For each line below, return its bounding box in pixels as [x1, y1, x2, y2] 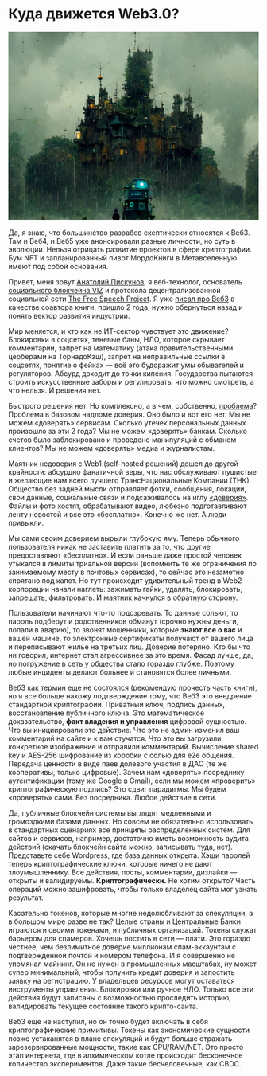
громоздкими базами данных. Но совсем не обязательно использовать [8, 816, 253, 826]
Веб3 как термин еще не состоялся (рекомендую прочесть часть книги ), [8, 683, 257, 692]
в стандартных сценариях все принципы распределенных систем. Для [8, 825, 250, 835]
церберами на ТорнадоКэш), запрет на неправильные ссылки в [8, 351, 226, 361]
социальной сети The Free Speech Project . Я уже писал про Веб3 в [8, 294, 235, 303]
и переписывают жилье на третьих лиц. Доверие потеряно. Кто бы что [8, 642, 250, 651]
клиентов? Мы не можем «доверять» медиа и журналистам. [8, 443, 215, 452]
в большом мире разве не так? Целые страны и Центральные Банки [8, 917, 241, 926]
